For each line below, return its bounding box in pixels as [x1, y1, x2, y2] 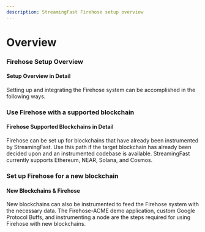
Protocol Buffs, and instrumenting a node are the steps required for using [6, 214, 191, 221]
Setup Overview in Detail [6, 72, 71, 80]
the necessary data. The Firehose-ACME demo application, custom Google [6, 207, 196, 215]
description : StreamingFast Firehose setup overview [6, 9, 144, 15]
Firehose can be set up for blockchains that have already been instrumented [6, 137, 199, 144]
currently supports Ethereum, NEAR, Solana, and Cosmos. [6, 157, 153, 164]
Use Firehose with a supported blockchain [6, 108, 135, 117]
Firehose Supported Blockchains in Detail [6, 123, 114, 131]
